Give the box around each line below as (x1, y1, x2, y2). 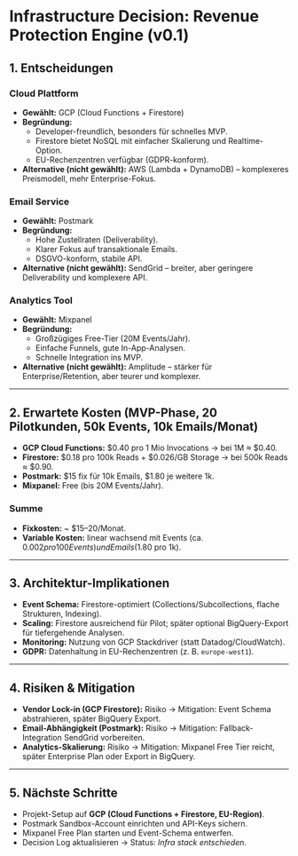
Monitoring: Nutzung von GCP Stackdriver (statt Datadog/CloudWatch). (21, 637, 286, 647)
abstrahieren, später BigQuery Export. (21, 713, 161, 725)
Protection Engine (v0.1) (9, 25, 190, 45)
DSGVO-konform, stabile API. (35, 253, 143, 264)
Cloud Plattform (9, 87, 79, 99)
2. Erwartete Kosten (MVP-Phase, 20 (9, 405, 217, 420)
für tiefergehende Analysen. (21, 628, 125, 638)
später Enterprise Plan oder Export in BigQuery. (21, 751, 196, 762)
